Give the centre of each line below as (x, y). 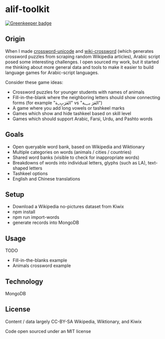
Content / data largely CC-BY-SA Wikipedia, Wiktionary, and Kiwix (73, 321)
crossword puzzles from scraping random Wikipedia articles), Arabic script (83, 56)
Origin (15, 39)
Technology (24, 281)
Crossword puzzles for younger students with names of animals (78, 92)
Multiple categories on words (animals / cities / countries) (72, 152)
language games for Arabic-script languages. (52, 72)
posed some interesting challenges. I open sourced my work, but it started (82, 62)
